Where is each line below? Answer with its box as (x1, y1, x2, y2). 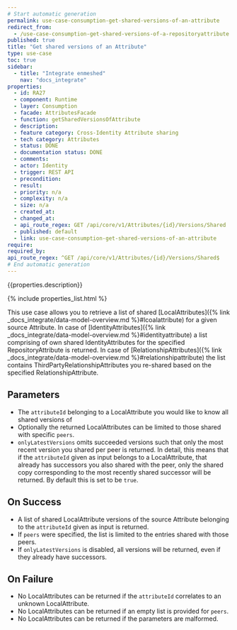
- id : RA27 (13, 89, 46, 96)
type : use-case (7, 50, 52, 57)
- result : (13, 182, 42, 189)
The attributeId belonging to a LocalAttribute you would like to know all (17, 407, 229, 416)
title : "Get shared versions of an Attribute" (7, 43, 147, 50)
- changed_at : (13, 215, 55, 222)
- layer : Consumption (13, 103, 78, 110)
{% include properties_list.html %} (7, 294, 108, 302)
